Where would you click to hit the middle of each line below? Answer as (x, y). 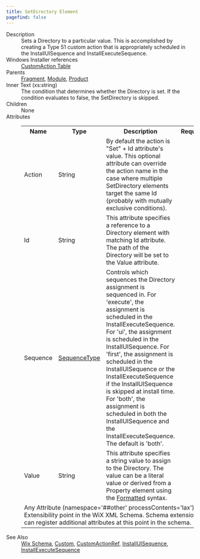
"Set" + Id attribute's (135, 148)
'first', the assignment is (140, 354)
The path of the (128, 247)
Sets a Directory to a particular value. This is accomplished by (97, 41)
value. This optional (133, 156)
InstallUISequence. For (138, 346)
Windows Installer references (42, 60)
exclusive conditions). (137, 208)
